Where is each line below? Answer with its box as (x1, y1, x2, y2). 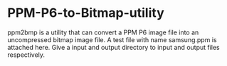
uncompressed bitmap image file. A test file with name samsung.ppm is (7, 35, 217, 44)
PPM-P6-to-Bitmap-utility (7, 5, 165, 21)
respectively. (7, 51, 45, 59)
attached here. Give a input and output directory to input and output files (7, 43, 221, 51)
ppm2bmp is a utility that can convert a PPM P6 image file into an (7, 28, 199, 37)
